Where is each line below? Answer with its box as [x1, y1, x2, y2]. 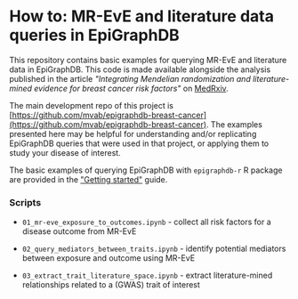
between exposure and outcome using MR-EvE [21, 253, 196, 263]
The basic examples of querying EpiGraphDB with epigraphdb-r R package [9, 165, 283, 175]
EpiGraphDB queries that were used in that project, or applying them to [9, 138, 270, 149]
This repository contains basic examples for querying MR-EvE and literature [9, 54, 287, 65]
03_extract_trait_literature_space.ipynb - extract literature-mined [21, 270, 273, 281]
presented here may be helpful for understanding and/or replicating [9, 128, 257, 139]
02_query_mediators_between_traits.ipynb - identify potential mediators [21, 243, 286, 255]
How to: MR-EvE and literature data [9, 6, 274, 27]
